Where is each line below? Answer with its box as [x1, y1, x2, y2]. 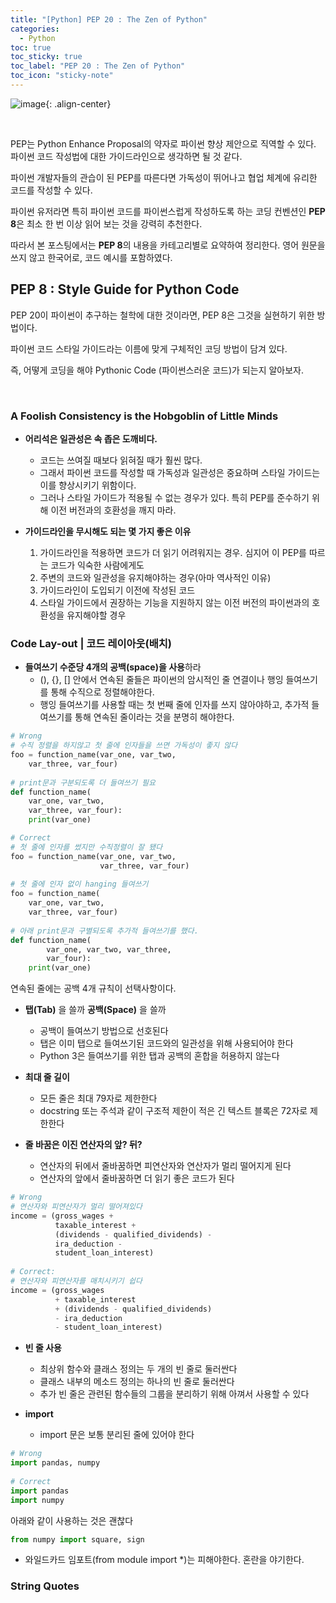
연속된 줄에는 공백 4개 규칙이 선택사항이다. [10, 982, 177, 995]
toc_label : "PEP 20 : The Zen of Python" [10, 61, 186, 71]
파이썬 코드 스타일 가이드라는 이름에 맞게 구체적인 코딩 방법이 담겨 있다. [10, 342, 288, 355]
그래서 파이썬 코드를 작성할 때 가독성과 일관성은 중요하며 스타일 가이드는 [39, 466, 321, 478]
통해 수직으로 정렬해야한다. [50, 686, 155, 698]
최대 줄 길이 [24, 1071, 70, 1083]
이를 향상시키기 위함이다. [39, 479, 137, 491]
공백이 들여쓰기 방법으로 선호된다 [39, 1025, 169, 1037]
